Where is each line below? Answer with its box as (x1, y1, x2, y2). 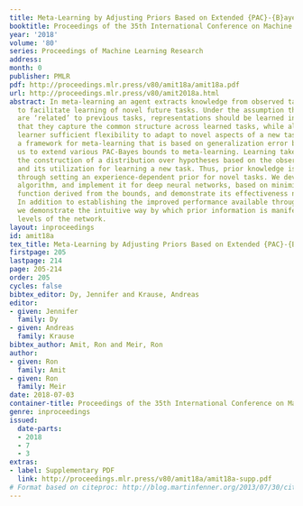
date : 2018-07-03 (9, 391, 75, 400)
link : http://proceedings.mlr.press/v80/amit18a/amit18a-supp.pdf (17, 474, 272, 483)
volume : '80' (9, 38, 59, 48)
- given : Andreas (9, 324, 75, 333)
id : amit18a (9, 231, 54, 240)
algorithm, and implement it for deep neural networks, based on (17, 181, 269, 190)
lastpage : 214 (9, 256, 63, 266)
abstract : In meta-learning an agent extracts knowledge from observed (9, 97, 284, 106)
